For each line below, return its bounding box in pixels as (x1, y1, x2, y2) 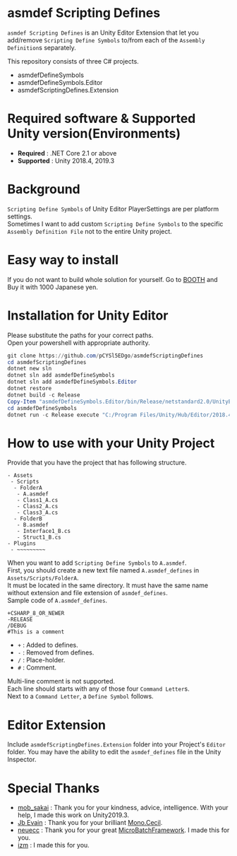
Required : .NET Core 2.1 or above (17, 148, 117, 157)
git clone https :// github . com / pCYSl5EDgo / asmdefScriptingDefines (7, 352, 203, 359)
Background (7, 182, 80, 197)
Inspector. (7, 755, 37, 764)
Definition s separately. (7, 43, 76, 52)
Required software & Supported (7, 111, 196, 127)
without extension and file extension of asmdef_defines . (7, 589, 168, 597)
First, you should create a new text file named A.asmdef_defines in (7, 566, 200, 575)
